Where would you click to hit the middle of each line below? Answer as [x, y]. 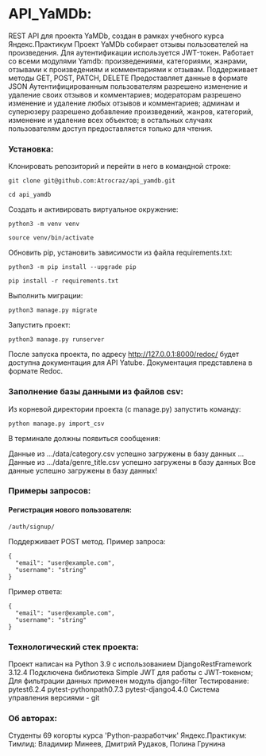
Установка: [31, 149]
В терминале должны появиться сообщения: [84, 438]
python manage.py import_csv [56, 424]
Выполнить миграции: [46, 296]
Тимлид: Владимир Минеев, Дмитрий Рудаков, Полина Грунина [117, 744]
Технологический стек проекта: [73, 647]
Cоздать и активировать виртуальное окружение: [93, 209]
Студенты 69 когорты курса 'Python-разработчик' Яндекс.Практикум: [128, 735]
